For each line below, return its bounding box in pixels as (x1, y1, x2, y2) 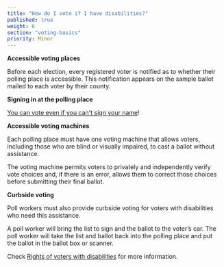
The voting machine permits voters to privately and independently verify (7, 163, 211, 171)
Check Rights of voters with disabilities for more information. (7, 253, 178, 261)
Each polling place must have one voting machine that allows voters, (7, 135, 201, 144)
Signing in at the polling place (7, 95, 94, 103)
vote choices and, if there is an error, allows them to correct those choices (7, 170, 217, 179)
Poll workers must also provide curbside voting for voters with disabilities (7, 204, 214, 212)
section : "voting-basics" (7, 29, 81, 36)
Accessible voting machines (7, 122, 90, 130)
